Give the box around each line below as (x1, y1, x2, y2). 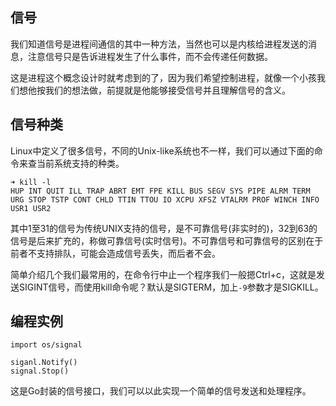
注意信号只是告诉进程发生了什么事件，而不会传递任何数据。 (27, 50, 273, 62)
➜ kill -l (10, 177, 52, 187)
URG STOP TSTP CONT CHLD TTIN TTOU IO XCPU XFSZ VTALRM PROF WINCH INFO (10, 194, 320, 205)
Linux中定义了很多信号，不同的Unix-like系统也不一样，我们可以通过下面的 (10, 144, 315, 157)
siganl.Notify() (10, 358, 78, 368)
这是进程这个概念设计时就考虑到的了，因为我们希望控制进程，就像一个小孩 (10, 71, 317, 83)
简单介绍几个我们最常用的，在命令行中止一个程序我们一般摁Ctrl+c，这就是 (10, 268, 317, 280)
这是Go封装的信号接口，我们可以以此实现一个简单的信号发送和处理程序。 (10, 385, 312, 397)
